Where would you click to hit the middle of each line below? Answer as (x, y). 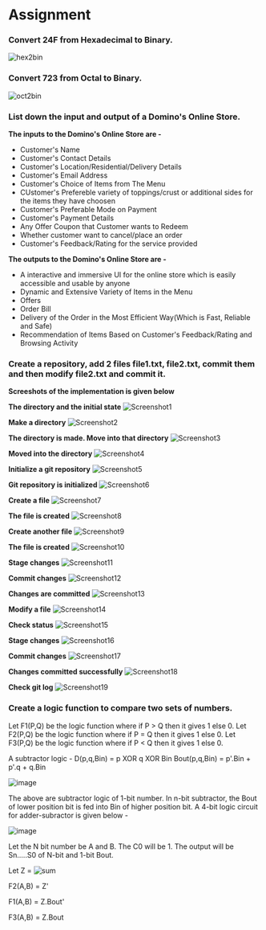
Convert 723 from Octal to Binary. (75, 78)
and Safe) (36, 326)
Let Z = (20, 871)
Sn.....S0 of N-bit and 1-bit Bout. (61, 854)
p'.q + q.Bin (27, 767)
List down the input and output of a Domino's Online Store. (124, 117)
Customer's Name (50, 150)
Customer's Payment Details (67, 218)
